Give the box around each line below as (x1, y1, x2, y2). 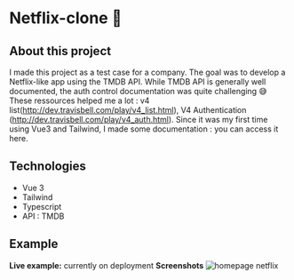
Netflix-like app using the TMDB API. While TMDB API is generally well (9, 76, 266, 87)
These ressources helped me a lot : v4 (9, 95, 150, 106)
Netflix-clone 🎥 (9, 8, 123, 28)
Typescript (21, 201, 62, 212)
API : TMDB (21, 211, 65, 221)
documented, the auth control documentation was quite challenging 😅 (9, 86, 268, 96)
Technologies (9, 159, 87, 174)
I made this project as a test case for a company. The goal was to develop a (9, 67, 286, 77)
